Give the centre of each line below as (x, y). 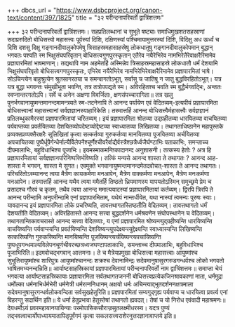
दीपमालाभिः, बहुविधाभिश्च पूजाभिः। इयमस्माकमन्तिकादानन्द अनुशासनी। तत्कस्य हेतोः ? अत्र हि (109, 150)
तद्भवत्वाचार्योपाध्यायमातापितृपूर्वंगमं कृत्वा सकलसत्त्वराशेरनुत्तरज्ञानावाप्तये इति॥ (92, 316)
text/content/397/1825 (40, 18)
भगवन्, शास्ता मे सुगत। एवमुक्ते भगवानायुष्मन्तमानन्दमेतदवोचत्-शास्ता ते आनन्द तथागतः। (124, 166)
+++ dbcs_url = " (32, 10)
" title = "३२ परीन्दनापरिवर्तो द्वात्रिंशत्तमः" (118, 18)
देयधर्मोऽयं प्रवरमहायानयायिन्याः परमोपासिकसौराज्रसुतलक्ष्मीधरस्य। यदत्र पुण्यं (88, 308)
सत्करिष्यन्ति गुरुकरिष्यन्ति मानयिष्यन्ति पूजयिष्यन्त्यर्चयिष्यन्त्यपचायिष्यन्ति (84, 237)
